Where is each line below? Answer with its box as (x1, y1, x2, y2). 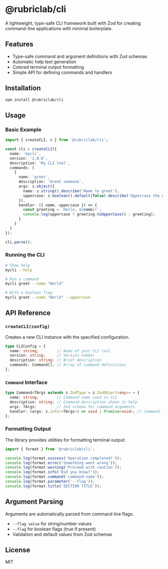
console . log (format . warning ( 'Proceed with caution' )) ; (5, 465, 122, 470)
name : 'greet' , (18, 175, 50, 180)
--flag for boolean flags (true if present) (12, 526, 96, 532)
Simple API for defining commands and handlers (12, 69, 112, 75)
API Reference (5, 309, 51, 317)
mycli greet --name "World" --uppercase (5, 295, 91, 300)
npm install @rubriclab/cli (5, 97, 64, 102)
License (5, 546, 30, 554)
